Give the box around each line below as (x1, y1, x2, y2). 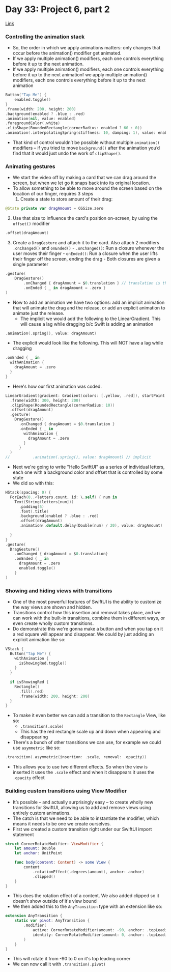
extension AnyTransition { (5, 913, 63, 919)
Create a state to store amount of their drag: (20, 196, 113, 202)
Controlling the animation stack (5, 33, 85, 40)
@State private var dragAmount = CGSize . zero (5, 206, 103, 211)
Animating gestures (5, 163, 55, 170)
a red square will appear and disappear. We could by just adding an (12, 631, 154, 637)
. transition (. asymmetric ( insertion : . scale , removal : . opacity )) (5, 755, 147, 760)
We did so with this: (12, 480, 54, 487)
